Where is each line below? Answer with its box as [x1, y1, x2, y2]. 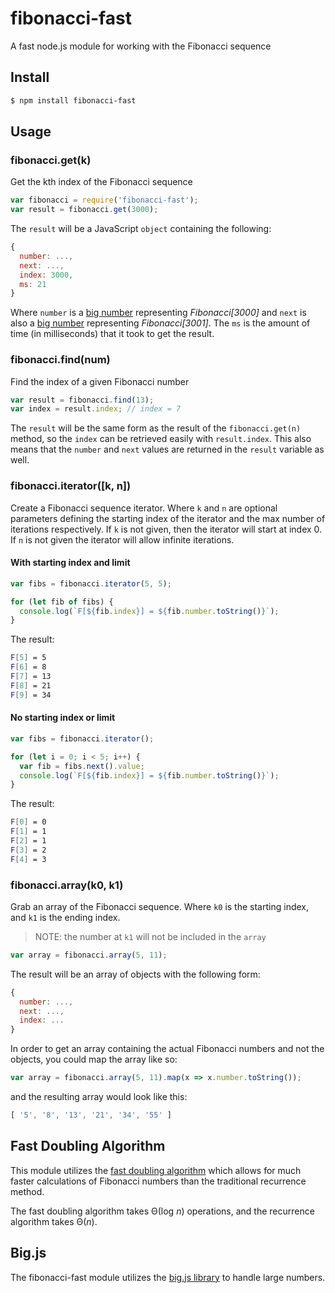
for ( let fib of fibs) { [10, 597, 114, 607]
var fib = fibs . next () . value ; [19, 761, 145, 771]
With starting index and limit [10, 557, 131, 569]
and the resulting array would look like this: [10, 1091, 188, 1103]
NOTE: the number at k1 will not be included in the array [34, 930, 267, 942]
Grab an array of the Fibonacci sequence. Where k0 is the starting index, [10, 900, 309, 912]
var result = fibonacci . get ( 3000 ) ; [10, 205, 159, 215]
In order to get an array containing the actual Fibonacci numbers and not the [10, 1043, 325, 1055]
